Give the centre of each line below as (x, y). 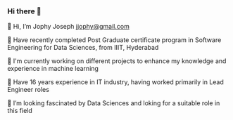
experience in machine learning (53, 69)
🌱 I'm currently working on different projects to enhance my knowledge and (117, 61)
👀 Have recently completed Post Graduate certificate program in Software (114, 40)
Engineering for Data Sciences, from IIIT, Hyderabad (83, 48)
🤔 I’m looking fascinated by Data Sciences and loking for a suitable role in (114, 103)
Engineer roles (28, 90)
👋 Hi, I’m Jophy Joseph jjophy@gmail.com (69, 27)
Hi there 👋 (25, 11)
